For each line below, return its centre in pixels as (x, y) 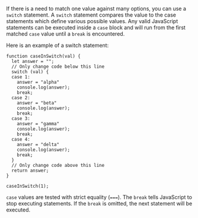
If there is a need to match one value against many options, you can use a (96, 9)
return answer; (30, 170)
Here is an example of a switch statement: (58, 45)
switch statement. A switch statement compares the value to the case (91, 15)
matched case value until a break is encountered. (66, 34)
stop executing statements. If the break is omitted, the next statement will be (99, 203)
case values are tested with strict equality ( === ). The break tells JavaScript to (99, 197)
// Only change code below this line (58, 67)
